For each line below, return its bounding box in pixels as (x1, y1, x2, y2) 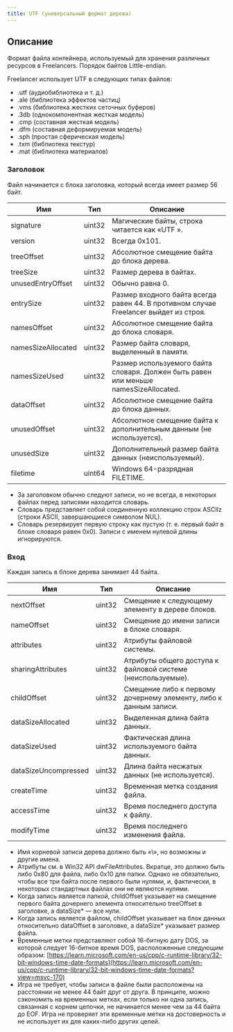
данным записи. (123, 702, 178, 712)
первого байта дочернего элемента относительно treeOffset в (17, 900, 202, 908)
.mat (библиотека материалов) (17, 147, 109, 156)
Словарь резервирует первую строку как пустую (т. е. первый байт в (17, 519, 224, 528)
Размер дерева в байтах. (112, 267, 196, 277)
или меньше (112, 375, 154, 385)
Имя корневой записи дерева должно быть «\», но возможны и (17, 848, 206, 857)
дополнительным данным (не (112, 424, 212, 433)
